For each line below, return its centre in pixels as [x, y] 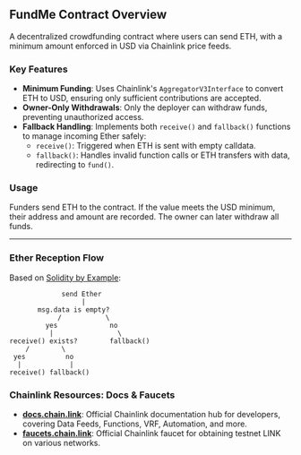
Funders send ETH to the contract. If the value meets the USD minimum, [142, 207]
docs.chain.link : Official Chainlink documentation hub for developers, [151, 414]
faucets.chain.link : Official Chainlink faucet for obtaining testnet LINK [151, 433]
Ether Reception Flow [57, 258]
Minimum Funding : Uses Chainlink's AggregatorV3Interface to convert [153, 89]
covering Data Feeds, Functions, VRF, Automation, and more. [135, 424]
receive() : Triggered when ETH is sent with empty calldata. [146, 146]
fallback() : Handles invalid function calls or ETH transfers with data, [163, 155]
